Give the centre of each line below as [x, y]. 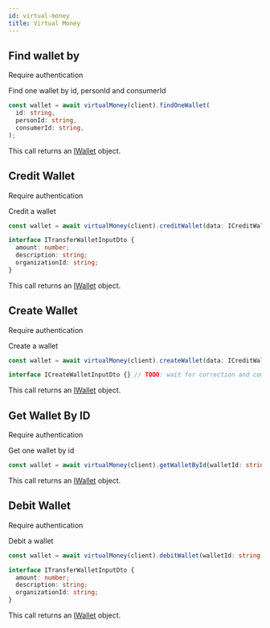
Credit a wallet [32, 211]
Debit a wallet [31, 540]
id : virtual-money [39, 16]
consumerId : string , [50, 128]
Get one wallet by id [41, 450]
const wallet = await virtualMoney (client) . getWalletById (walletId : [125, 466]
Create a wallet [33, 346]
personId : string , [47, 121]
